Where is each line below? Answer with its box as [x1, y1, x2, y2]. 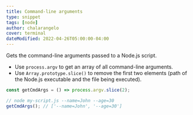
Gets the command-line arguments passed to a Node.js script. [6, 52, 157, 59]
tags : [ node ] [6, 19, 38, 25]
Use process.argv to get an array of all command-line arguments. [14, 63, 174, 70]
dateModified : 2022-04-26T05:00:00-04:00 [6, 36, 109, 42]
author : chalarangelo [6, 25, 59, 31]
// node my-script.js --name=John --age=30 [6, 97, 115, 103]
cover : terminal [6, 31, 46, 36]
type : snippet [6, 14, 41, 20]
